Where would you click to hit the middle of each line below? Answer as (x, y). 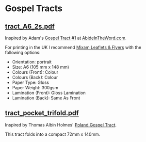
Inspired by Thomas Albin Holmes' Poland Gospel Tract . (61, 125)
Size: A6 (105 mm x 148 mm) (41, 67)
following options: (23, 52)
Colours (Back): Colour (35, 77)
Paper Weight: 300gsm (35, 87)
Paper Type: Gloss (31, 82)
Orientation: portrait (32, 62)
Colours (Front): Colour (35, 72)
